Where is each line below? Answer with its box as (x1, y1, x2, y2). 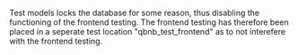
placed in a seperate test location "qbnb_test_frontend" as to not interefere (9, 27, 285, 36)
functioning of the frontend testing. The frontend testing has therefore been (9, 17, 289, 27)
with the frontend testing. (9, 35, 103, 46)
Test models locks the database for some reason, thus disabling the (9, 8, 260, 18)
